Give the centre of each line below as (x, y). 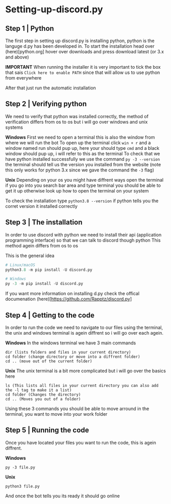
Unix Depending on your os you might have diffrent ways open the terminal (84, 180)
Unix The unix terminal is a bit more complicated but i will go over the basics (86, 371)
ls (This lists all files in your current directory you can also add (82, 385)
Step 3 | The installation (44, 222)
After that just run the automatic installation (51, 88)
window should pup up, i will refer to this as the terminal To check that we (83, 153)
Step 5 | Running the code (47, 430)
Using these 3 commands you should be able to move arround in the (77, 409)
